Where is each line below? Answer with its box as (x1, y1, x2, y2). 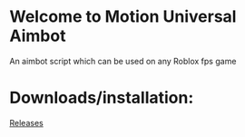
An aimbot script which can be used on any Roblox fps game (9, 55, 237, 66)
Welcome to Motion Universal (9, 6, 237, 27)
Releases (9, 117, 44, 128)
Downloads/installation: (9, 88, 194, 108)
